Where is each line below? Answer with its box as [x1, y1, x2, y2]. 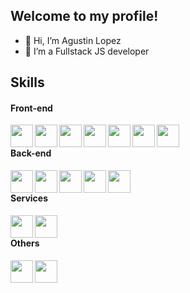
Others [10, 237, 40, 249]
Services [10, 192, 49, 204]
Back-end [10, 147, 52, 159]
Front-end [10, 102, 53, 114]
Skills [10, 74, 45, 91]
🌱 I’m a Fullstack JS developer [24, 45, 150, 57]
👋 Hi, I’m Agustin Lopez [24, 34, 122, 46]
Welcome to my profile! [10, 8, 159, 25]
